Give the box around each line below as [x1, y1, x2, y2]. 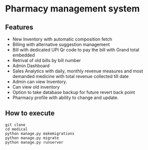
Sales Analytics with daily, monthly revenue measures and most [12, 68, 144, 74]
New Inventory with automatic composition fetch [12, 36, 112, 42]
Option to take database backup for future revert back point [12, 89, 136, 95]
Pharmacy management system [5, 3, 140, 14]
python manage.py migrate [5, 135, 59, 140]
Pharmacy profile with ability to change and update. [12, 94, 119, 100]
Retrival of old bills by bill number [12, 57, 81, 63]
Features [5, 23, 33, 31]
